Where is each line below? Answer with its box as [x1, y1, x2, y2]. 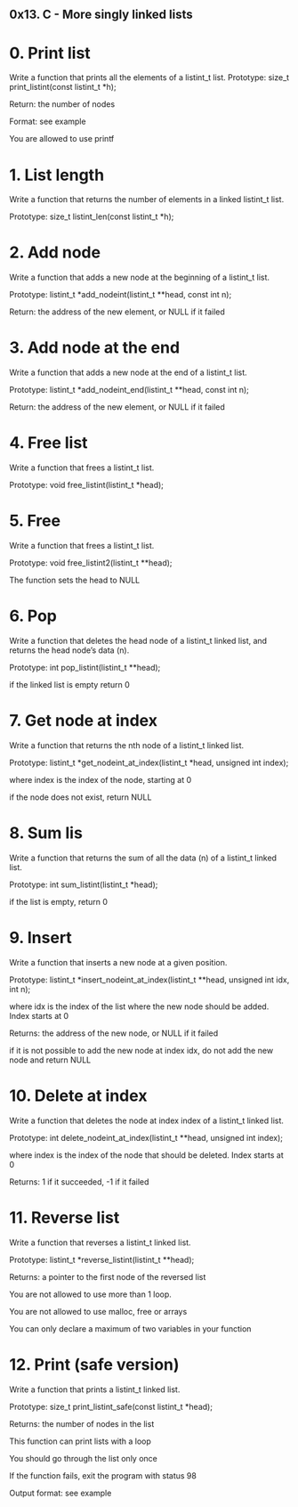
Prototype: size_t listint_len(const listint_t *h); [9, 211, 174, 222]
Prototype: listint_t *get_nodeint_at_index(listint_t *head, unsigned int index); [9, 757, 289, 768]
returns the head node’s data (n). [9, 645, 130, 656]
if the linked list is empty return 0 [9, 679, 131, 689]
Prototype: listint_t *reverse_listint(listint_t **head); [9, 1254, 195, 1265]
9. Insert [9, 928, 73, 948]
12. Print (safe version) [9, 1354, 180, 1374]
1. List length [9, 165, 105, 185]
